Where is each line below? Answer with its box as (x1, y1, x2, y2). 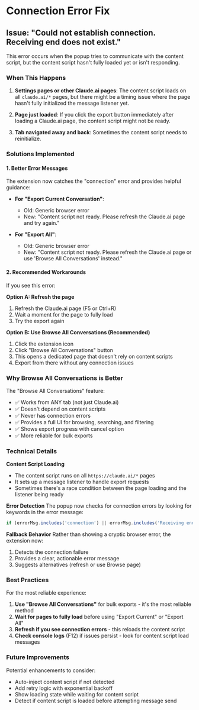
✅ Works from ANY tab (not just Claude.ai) (14, 398, 119, 406)
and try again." (23, 220, 60, 227)
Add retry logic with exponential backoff (14, 685, 113, 692)
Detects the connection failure (14, 548, 89, 556)
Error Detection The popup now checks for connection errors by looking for (6, 502, 192, 509)
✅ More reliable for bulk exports (14, 432, 93, 439)
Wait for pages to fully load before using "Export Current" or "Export (14, 614, 184, 621)
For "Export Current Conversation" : (14, 195, 105, 202)
